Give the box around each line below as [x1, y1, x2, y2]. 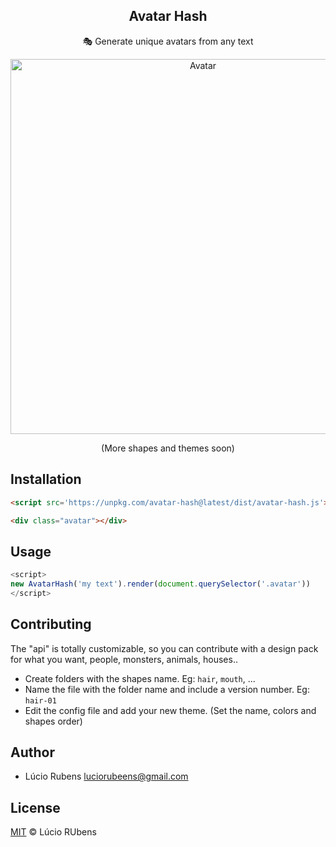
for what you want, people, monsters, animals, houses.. [10, 653, 238, 665]
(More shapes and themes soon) [101, 442, 235, 454]
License [10, 799, 61, 816]
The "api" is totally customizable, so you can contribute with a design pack [10, 642, 319, 654]
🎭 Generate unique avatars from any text [82, 35, 254, 47]
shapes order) [24, 715, 83, 727]
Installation [10, 471, 82, 488]
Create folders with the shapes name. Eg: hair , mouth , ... [24, 672, 256, 684]
